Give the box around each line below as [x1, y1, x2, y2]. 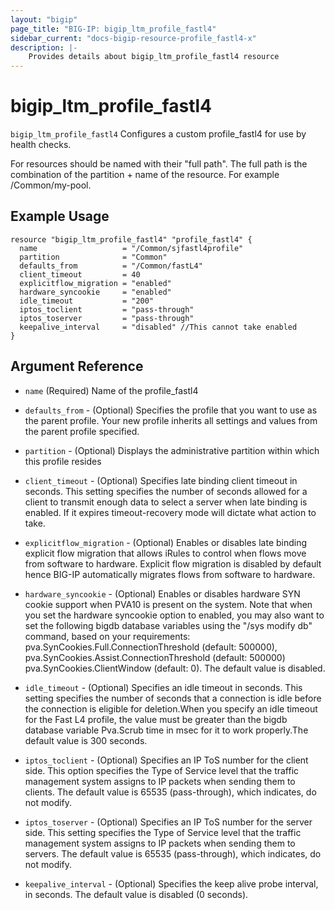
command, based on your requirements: [24, 630, 191, 642]
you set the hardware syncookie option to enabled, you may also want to [24, 609, 325, 621]
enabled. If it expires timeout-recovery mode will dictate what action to [24, 506, 317, 518]
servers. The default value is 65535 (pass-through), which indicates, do [24, 847, 322, 860]
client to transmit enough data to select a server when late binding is [24, 496, 308, 508]
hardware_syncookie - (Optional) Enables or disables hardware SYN [24, 587, 301, 600]
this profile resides [24, 455, 102, 467]
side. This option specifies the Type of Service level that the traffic [24, 764, 300, 776]
